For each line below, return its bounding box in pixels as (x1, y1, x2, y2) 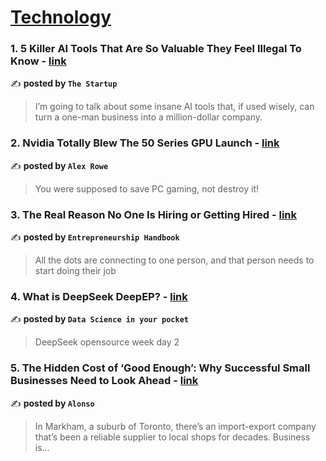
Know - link (10, 54, 67, 68)
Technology (10, 6, 112, 29)
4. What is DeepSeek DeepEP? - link (10, 290, 188, 303)
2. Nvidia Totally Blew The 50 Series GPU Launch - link (10, 136, 280, 150)
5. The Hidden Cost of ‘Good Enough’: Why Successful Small (10, 361, 311, 375)
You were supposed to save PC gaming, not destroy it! (34, 182, 260, 195)
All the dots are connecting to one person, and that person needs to (34, 254, 315, 266)
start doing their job (34, 265, 117, 277)
